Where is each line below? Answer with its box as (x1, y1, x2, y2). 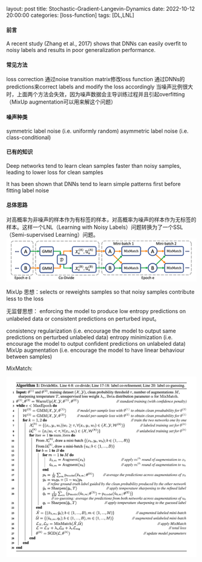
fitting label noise (6, 187, 49, 194)
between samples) (6, 353, 52, 360)
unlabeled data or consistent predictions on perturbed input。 (6, 315, 160, 323)
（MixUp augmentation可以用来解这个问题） (6, 98, 116, 105)
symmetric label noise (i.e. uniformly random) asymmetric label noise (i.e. (6, 127, 189, 134)
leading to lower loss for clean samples (6, 168, 104, 176)
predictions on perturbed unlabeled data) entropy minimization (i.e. (6, 334, 173, 341)
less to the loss (6, 295, 44, 302)
